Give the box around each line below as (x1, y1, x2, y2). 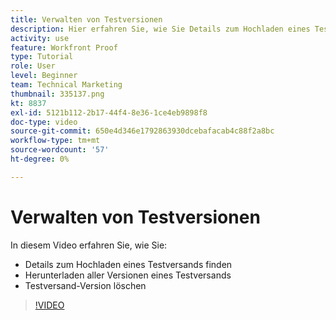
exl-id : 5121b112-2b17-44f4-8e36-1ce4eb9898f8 (10, 107, 208, 118)
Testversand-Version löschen (24, 279, 147, 291)
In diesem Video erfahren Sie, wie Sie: (10, 239, 168, 251)
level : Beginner (10, 71, 78, 81)
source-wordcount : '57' (10, 145, 110, 155)
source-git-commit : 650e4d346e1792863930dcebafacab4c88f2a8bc (10, 126, 275, 136)
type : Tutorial (10, 52, 74, 62)
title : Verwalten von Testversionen (10, 14, 163, 25)
